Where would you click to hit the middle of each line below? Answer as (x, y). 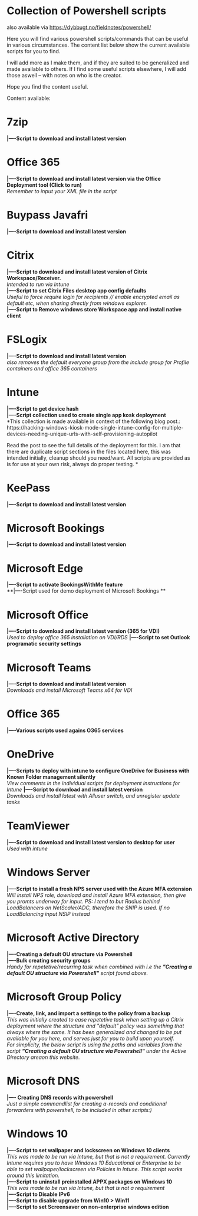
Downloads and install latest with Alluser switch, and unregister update (93, 796)
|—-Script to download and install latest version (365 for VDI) (83, 631)
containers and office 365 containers (52, 368)
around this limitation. (33, 1175)
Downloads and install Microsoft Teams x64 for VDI (70, 690)
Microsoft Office (48, 615)
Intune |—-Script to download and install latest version (75, 789)
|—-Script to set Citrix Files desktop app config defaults (77, 290)
